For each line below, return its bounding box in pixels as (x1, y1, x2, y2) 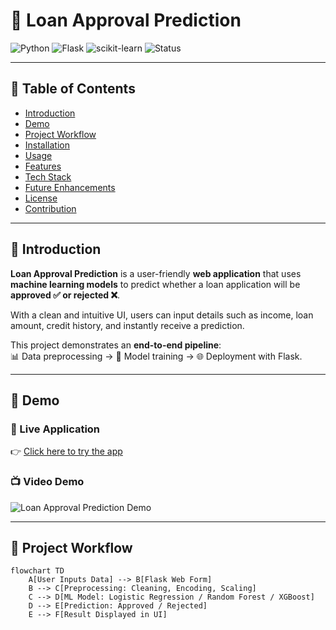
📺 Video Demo (10, 475, 85, 489)
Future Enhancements (24, 181, 116, 193)
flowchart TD (10, 566, 65, 576)
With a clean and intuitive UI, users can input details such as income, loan (10, 309, 314, 321)
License (24, 192, 58, 204)
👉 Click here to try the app (10, 445, 123, 458)
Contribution (24, 202, 77, 214)
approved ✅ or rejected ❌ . (10, 289, 121, 301)
